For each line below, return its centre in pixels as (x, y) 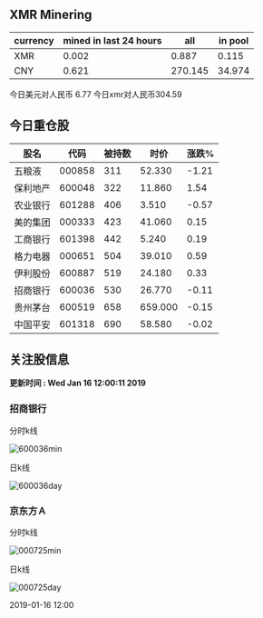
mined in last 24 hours (112, 40)
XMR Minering (51, 15)
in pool (234, 40)
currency (34, 40)
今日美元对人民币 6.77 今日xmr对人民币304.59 (96, 94)
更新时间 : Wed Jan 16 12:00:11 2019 (78, 383)
